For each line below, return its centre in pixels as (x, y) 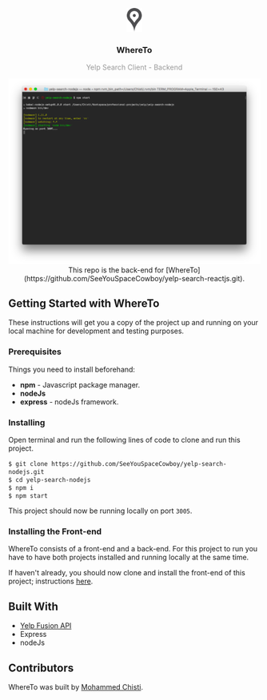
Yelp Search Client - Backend (134, 67)
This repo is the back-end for (116, 270)
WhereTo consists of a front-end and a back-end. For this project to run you (133, 549)
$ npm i (21, 488)
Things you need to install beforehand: (72, 369)
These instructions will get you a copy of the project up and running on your (133, 323)
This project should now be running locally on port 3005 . (100, 511)
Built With (33, 606)
